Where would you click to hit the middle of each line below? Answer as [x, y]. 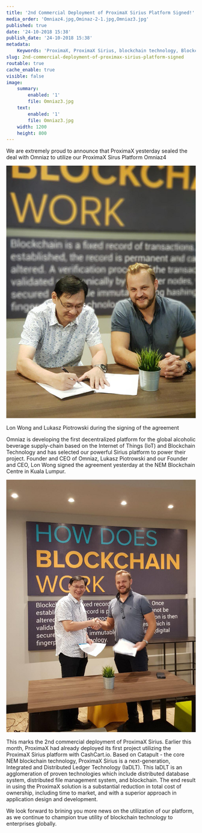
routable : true [25, 63]
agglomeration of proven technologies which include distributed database [98, 774]
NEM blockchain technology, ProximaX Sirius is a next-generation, [88, 761]
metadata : [19, 44]
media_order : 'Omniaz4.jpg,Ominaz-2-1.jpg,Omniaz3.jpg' [78, 19]
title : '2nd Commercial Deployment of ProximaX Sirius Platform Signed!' [101, 13]
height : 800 [32, 133]
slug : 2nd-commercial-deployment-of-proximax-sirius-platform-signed [95, 57]
